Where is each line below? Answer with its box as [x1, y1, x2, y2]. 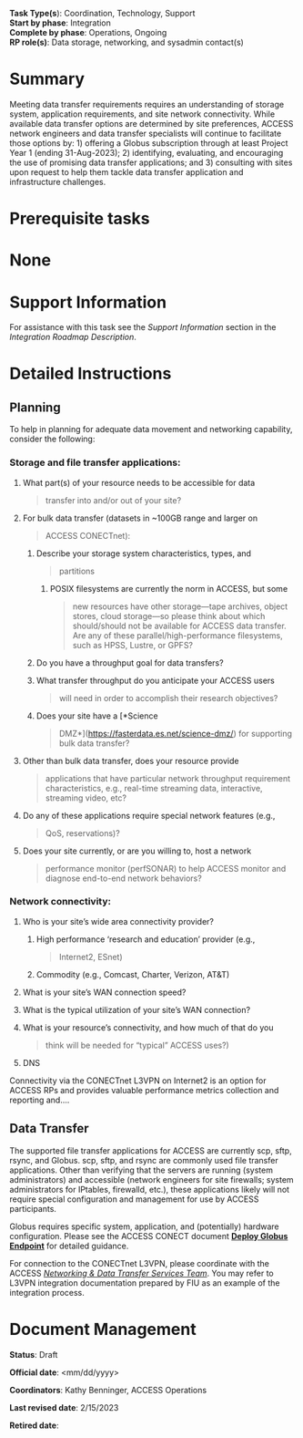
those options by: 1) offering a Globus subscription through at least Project [9, 137, 288, 149]
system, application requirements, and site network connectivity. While [9, 109, 276, 119]
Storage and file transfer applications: [9, 456, 181, 469]
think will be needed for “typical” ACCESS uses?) [45, 1040, 229, 1050]
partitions [58, 565, 96, 576]
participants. [9, 1203, 57, 1214]
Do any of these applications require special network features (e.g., [22, 810, 276, 821]
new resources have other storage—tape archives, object [72, 601, 288, 612]
